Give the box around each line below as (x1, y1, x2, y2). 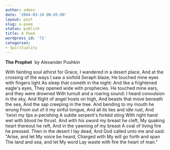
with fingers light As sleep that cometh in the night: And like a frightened (5, 80, 157, 86)
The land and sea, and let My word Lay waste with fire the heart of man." (5, 139, 158, 145)
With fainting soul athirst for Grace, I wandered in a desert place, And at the (5, 69, 164, 75)
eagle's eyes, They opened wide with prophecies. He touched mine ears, (5, 85, 159, 91)
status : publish (5, 26, 40, 31)
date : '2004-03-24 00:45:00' (5, 12, 67, 17)
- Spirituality (5, 45, 38, 50)
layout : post (5, 17, 33, 22)
